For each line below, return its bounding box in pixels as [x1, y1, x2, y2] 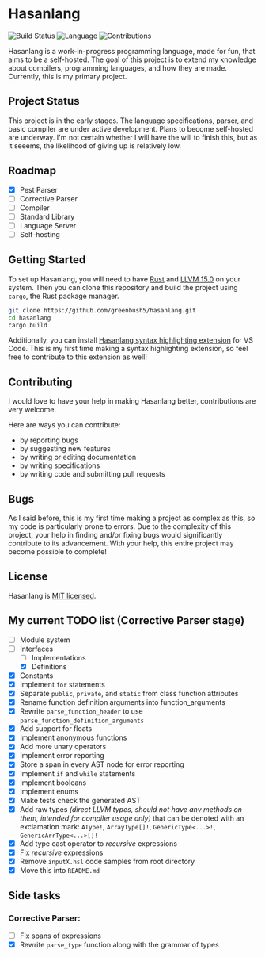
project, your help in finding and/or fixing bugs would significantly [8, 530, 223, 539]
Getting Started [8, 253, 86, 266]
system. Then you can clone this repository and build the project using [8, 282, 239, 292]
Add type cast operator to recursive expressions [19, 838, 178, 848]
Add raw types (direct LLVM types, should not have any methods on [19, 804, 243, 813]
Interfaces [19, 644, 54, 653]
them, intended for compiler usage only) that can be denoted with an [19, 813, 244, 823]
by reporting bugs [19, 435, 79, 445]
